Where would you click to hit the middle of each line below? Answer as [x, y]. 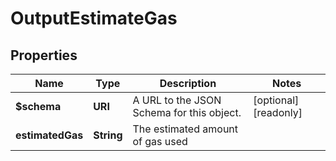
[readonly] [278, 112]
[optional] [276, 100]
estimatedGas [49, 135]
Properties [44, 55]
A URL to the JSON [177, 100]
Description [188, 83]
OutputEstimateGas [94, 18]
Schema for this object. [187, 112]
